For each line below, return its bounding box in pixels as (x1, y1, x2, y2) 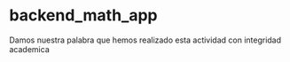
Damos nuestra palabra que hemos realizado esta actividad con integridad (9, 35, 282, 45)
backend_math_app (9, 5, 158, 26)
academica (9, 43, 51, 54)
